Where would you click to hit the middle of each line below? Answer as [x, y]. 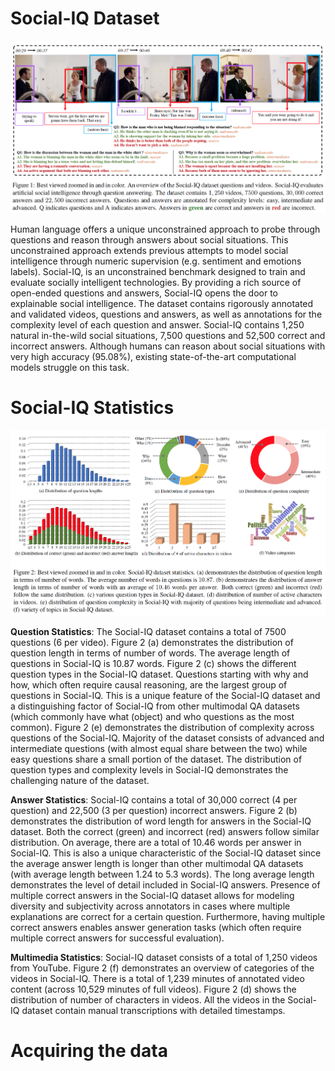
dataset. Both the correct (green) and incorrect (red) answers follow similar [165, 831]
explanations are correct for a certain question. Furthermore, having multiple [168, 916]
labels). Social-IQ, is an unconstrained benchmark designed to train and [158, 271]
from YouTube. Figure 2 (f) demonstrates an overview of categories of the [162, 968]
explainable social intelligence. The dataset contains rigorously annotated [162, 303]
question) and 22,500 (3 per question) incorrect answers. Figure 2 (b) [154, 810]
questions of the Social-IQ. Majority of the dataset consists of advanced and [167, 738]
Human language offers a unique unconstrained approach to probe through [165, 229]
